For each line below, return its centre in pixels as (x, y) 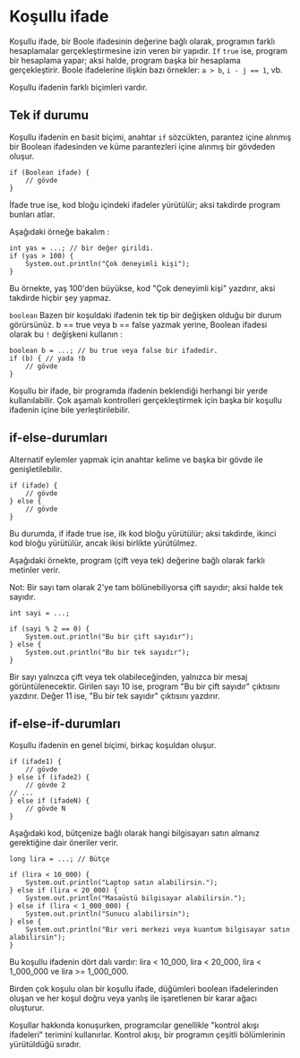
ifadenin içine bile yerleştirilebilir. (70, 409)
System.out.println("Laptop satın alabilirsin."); (122, 883)
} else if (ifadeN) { (50, 801)
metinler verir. (35, 570)
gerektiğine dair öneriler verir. (64, 843)
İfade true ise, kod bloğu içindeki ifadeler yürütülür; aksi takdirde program (145, 204)
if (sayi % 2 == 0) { (50, 629)
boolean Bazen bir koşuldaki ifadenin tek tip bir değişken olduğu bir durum (146, 314)
